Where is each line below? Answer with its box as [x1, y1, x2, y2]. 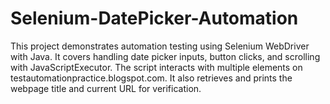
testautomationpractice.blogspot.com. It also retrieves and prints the [10, 72, 293, 84]
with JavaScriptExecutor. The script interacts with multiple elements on [10, 61, 303, 73]
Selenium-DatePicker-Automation [10, 7, 299, 30]
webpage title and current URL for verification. [10, 82, 202, 94]
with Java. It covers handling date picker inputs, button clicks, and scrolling [10, 50, 321, 62]
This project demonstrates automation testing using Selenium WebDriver [10, 40, 310, 52]
